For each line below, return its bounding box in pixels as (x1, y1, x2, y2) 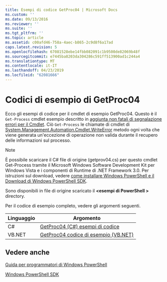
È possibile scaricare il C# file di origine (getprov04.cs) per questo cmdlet (5, 156, 158, 163)
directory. (5, 193, 25, 199)
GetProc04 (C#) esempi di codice (40, 223, 119, 230)
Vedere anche (5, 248, 50, 257)
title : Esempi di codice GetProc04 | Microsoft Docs (5, 7, 118, 13)
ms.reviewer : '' (5, 21, 39, 27)
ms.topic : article (5, 36, 44, 41)
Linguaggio (8, 214, 36, 221)
